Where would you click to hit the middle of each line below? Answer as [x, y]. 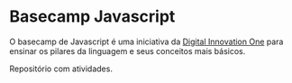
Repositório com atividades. [61, 69]
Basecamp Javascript [92, 17]
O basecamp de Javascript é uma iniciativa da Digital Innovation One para [146, 41]
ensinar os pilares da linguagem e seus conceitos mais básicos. [128, 51]
